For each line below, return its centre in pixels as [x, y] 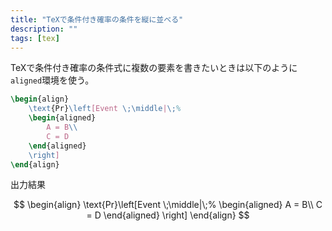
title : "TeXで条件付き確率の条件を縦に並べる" [97, 19]
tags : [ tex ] [35, 38]
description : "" [44, 29]
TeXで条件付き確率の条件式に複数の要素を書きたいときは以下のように [154, 68]
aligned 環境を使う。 [52, 80]
